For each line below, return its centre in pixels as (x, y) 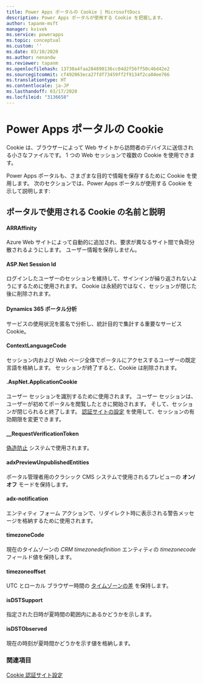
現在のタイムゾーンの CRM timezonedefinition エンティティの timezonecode (101, 549)
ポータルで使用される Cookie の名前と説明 (86, 212)
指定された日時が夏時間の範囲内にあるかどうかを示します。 (81, 614)
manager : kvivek (27, 29)
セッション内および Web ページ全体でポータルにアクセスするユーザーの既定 (101, 360)
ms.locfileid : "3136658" (38, 97)
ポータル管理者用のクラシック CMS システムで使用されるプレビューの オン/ (101, 476)
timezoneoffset (26, 571)
